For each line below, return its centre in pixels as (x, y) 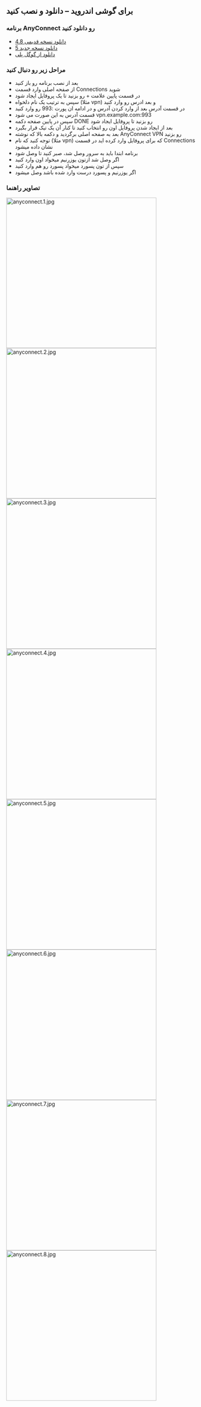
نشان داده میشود (34, 146)
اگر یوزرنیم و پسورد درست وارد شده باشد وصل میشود (75, 172)
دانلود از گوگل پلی (35, 54)
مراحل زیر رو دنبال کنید (36, 70)
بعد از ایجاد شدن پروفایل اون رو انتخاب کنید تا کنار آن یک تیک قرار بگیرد (94, 128)
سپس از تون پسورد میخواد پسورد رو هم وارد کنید (69, 165)
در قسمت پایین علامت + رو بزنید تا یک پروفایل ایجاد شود (77, 95)
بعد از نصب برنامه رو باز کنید (46, 82)
